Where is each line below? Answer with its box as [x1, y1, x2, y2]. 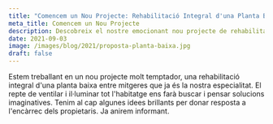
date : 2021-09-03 [8, 34, 67, 43]
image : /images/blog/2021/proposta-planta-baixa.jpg [8, 42, 191, 50]
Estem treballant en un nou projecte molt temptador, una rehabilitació [8, 72, 240, 81]
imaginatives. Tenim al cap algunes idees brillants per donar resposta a [8, 98, 246, 107]
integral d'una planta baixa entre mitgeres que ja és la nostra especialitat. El [8, 80, 262, 90]
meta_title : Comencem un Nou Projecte [8, 19, 140, 28]
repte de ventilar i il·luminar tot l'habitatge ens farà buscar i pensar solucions [8, 89, 265, 98]
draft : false [8, 49, 53, 58]
